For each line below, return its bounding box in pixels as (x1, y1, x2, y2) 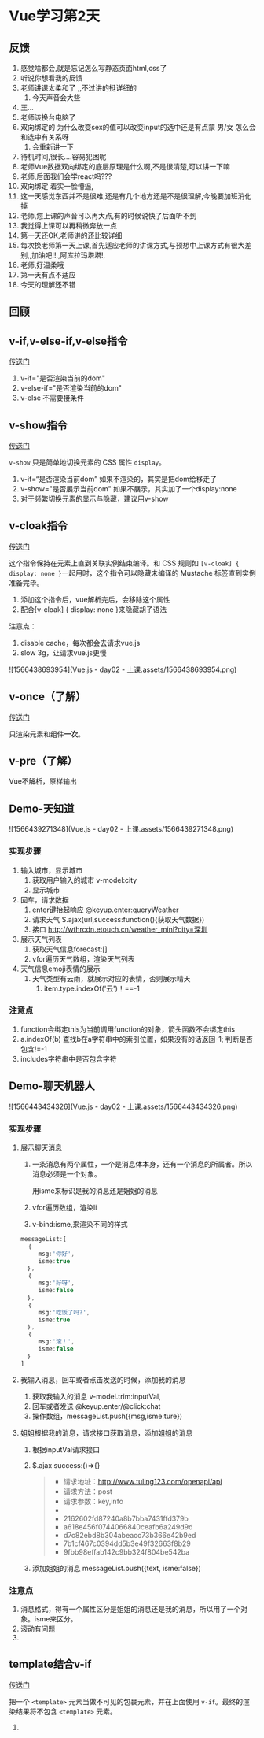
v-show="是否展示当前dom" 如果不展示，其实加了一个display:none (20, 484, 238, 494)
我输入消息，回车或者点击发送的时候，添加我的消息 (20, 1375, 186, 1384)
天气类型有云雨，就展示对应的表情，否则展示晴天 (31, 973, 191, 983)
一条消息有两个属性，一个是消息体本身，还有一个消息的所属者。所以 (31, 1159, 253, 1169)
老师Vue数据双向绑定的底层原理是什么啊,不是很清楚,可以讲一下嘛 (20, 162, 230, 171)
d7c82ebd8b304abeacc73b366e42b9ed (63, 1530, 196, 1540)
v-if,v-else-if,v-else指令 (9, 334, 128, 347)
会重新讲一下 (31, 143, 74, 151)
